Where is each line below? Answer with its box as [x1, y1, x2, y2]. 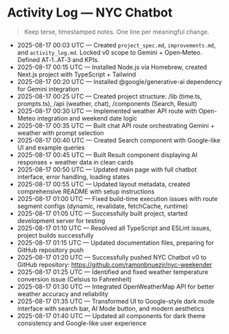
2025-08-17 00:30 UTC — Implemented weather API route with [17, 107, 198, 115]
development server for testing [17, 216, 106, 225]
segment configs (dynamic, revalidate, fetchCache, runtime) [17, 202, 188, 210]
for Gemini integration [17, 85, 79, 93]
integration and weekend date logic [37, 114, 138, 122]
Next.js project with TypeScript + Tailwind [17, 70, 137, 79]
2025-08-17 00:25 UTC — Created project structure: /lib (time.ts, [17, 92, 202, 101]
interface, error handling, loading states [17, 172, 130, 180]
